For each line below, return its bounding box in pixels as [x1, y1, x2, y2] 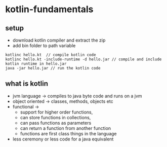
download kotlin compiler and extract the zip [12, 37, 106, 43]
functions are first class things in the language [20, 130, 117, 136]
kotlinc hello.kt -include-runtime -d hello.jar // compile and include [5, 57, 162, 62]
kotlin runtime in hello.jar [5, 61, 67, 66]
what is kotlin [5, 80, 48, 88]
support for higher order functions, [20, 109, 93, 115]
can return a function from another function [20, 125, 111, 131]
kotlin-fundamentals [5, 4, 94, 15]
